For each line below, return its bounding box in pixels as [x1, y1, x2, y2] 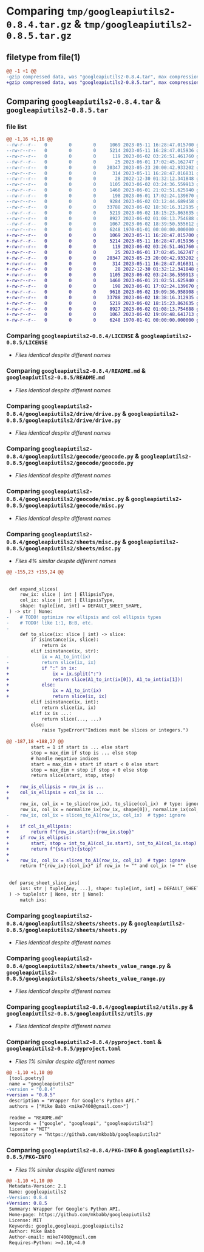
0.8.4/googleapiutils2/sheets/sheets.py [6, 920, 127, 927]
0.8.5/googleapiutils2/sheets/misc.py [6, 545, 121, 552]
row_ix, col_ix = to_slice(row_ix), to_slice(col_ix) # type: [19, 801, 183, 807]
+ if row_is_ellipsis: [6, 835, 72, 841]
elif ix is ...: [30, 710, 72, 716]
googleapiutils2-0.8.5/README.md [6, 374, 105, 381]
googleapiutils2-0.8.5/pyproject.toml [6, 1045, 121, 1053]
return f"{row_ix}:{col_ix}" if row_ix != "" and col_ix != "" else [19, 863, 197, 869]
